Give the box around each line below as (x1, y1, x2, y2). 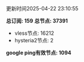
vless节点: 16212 (14, 30, 54, 37)
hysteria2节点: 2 (14, 37, 54, 43)
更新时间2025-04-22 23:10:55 (6, 5, 79, 12)
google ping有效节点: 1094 (6, 49, 72, 56)
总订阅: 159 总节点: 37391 (6, 17, 68, 24)
